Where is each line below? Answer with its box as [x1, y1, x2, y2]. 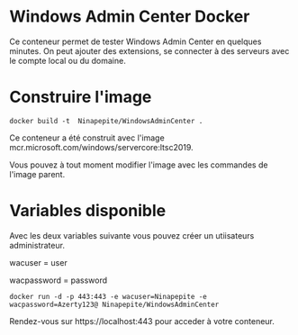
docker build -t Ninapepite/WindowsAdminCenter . [9, 116, 203, 125]
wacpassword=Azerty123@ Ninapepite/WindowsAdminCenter [9, 300, 220, 309]
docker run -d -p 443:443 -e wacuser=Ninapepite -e [9, 292, 207, 301]
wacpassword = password [9, 275, 108, 285]
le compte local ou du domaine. [9, 55, 126, 66]
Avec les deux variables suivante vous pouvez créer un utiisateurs [9, 230, 255, 240]
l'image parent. [9, 168, 66, 179]
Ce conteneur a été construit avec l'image [9, 132, 165, 143]
